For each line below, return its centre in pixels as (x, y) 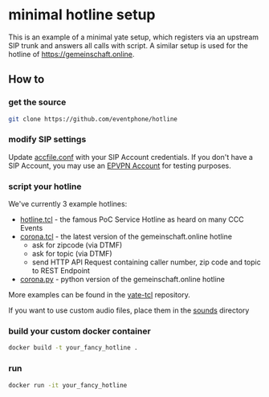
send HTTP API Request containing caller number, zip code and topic (146, 262)
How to (26, 79)
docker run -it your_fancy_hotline (68, 385)
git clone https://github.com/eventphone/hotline (93, 119)
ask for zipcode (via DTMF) (77, 245)
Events (31, 228)
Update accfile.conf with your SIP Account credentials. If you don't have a (130, 157)
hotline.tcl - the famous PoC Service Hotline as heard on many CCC (132, 219)
